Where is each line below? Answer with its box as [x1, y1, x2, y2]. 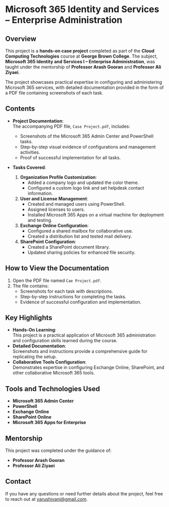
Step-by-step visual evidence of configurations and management [20, 144, 156, 150]
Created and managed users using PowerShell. [27, 201, 126, 207]
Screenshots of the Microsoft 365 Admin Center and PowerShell [20, 133, 154, 139]
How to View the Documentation [5, 264, 109, 272]
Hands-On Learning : [12, 327, 57, 333]
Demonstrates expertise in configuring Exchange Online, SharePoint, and [12, 364, 164, 371]
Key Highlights [5, 313, 52, 322]
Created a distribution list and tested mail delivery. [27, 233, 132, 239]
